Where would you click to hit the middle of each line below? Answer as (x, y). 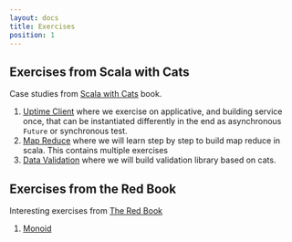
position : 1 (32, 35)
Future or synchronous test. (75, 131)
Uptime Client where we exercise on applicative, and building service (152, 111)
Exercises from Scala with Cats (99, 72)
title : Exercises (42, 26)
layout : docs (34, 18)
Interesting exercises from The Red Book (86, 210)
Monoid (37, 228)
